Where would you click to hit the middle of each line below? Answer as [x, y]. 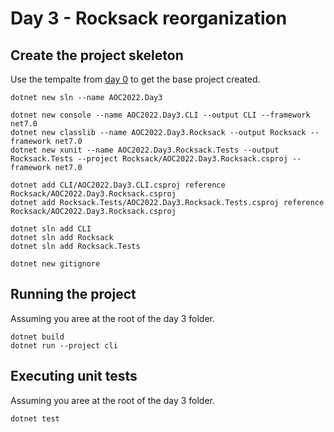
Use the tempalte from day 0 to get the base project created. [135, 79]
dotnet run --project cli [64, 345]
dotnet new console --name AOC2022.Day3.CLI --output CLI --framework [160, 115]
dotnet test [35, 418]
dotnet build [37, 337]
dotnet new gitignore [55, 264]
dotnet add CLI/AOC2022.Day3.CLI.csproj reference [118, 185]
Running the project [73, 294]
